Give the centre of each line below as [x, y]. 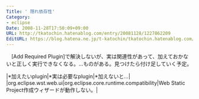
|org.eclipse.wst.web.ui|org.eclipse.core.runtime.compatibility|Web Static [96, 83]
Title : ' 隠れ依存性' [31, 11]
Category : [18, 17]
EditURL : [17, 39]
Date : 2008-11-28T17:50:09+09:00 [47, 28]
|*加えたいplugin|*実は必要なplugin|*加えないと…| [68, 76]
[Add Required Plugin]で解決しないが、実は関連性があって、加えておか [97, 56]
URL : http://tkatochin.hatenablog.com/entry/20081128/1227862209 [88, 34]
